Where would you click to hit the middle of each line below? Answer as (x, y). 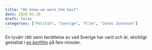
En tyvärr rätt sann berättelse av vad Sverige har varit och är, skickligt (76, 37)
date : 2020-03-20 (23, 14)
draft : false (19, 19)
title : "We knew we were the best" (42, 10)
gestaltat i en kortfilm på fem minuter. (43, 43)
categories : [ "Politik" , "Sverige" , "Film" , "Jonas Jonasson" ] (72, 23)
